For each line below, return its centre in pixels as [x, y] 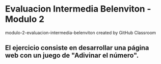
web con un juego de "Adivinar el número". [72, 56]
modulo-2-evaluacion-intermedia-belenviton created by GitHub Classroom [80, 32]
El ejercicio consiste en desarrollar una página [77, 48]
